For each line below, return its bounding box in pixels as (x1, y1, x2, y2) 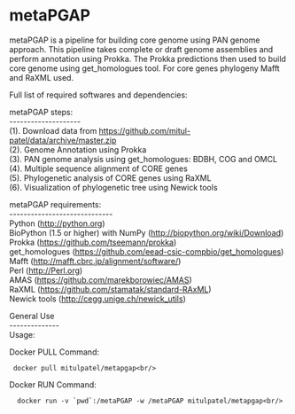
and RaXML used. (9, 72, 74, 82)
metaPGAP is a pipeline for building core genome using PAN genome (9, 35, 260, 45)
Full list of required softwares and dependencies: (9, 90, 188, 100)
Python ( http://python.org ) (9, 218, 105, 229)
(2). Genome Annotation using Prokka (9, 144, 147, 155)
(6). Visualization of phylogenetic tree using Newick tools (9, 182, 219, 192)
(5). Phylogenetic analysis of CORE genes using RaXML (9, 172, 212, 183)
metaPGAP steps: (9, 106, 74, 117)
